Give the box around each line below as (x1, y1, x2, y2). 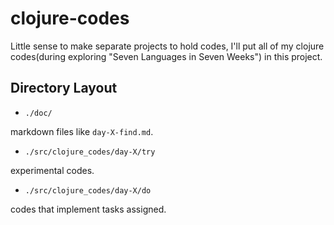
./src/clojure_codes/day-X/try (24, 147, 156, 157)
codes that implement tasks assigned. (10, 203, 167, 215)
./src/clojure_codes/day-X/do (24, 185, 152, 196)
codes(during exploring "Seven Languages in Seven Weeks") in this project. (10, 50, 323, 62)
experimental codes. (10, 164, 95, 176)
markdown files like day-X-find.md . (10, 125, 154, 137)
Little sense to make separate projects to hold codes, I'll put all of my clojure (10, 40, 325, 52)
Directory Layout (10, 80, 118, 97)
